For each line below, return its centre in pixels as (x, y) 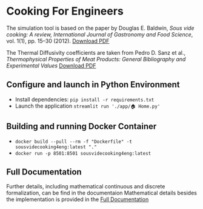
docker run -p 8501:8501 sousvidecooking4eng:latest (83, 153)
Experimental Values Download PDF (51, 66)
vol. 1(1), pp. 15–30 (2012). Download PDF (58, 41)
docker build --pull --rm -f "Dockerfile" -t (73, 142)
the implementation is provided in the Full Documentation (78, 199)
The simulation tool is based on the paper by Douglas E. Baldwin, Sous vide (100, 28)
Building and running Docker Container (82, 127)
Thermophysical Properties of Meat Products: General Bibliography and (96, 59)
